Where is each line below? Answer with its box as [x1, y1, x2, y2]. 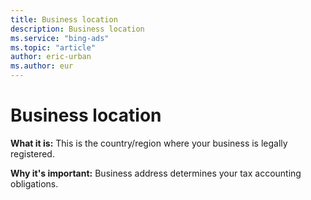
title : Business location [10, 14, 118, 25]
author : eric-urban [10, 52, 92, 62]
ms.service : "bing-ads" [10, 33, 110, 43]
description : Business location [10, 24, 145, 34]
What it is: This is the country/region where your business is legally [10, 137, 288, 149]
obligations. [10, 177, 59, 190]
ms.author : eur [10, 61, 74, 71]
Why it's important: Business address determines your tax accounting [10, 167, 302, 179]
